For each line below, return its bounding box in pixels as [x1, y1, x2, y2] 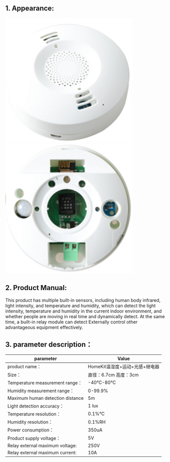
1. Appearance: [5, 4, 54, 13]
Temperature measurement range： [7, 379, 82, 386]
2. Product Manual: [5, 284, 67, 292]
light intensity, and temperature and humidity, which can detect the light [5, 302, 156, 309]
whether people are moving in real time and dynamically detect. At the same [5, 313, 165, 319]
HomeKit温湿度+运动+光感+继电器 [88, 364, 159, 370]
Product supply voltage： [7, 435, 61, 441]
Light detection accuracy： [7, 403, 65, 409]
